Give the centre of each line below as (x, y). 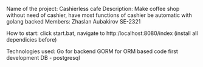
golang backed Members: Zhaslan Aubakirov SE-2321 (74, 21)
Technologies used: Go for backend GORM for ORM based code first (92, 51)
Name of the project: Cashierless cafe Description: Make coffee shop (93, 9)
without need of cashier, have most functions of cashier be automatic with (99, 15)
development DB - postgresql (43, 58)
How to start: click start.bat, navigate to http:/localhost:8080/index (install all (102, 33)
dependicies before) (32, 40)
